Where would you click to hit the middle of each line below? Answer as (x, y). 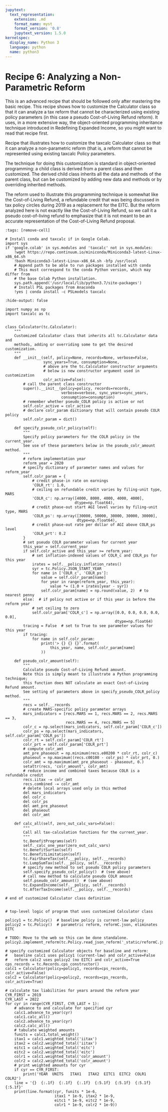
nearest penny (20, 595)
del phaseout (37, 811)
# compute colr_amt (43, 749)
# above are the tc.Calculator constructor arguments (100, 367)
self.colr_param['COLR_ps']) (35, 736)
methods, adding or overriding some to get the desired (74, 345)
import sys (16, 244)
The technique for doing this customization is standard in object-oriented (80, 163)
